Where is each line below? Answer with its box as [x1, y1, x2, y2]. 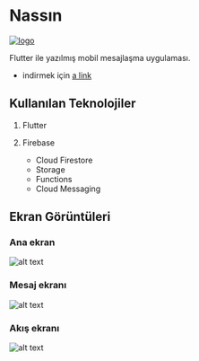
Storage [35, 163, 65, 175]
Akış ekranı [9, 321, 60, 334]
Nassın [9, 5, 63, 26]
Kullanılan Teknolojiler [9, 96, 136, 111]
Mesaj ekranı [9, 279, 67, 292]
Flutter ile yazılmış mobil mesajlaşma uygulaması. [9, 52, 191, 63]
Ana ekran [9, 236, 56, 249]
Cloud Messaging [35, 183, 101, 194]
